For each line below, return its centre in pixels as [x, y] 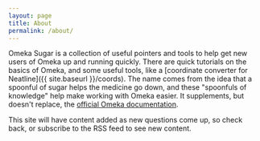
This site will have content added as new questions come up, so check [126, 120]
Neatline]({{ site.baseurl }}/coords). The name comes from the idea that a [130, 79]
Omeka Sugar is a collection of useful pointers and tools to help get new [128, 54]
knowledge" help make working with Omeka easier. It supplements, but [126, 96]
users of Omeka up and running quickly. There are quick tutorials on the [128, 62]
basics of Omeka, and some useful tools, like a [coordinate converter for [128, 70]
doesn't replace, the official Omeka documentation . [93, 104]
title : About [30, 23]
